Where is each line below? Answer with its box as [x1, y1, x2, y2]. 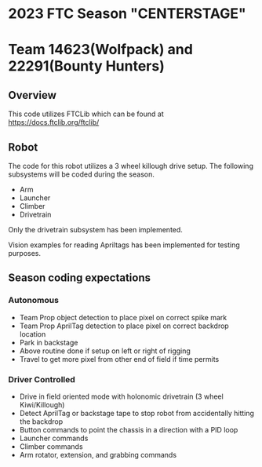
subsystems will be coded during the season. [8, 170, 155, 179]
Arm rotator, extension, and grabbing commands [19, 450, 177, 459]
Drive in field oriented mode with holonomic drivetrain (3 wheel [19, 392, 224, 401]
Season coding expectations [8, 272, 151, 285]
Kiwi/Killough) [19, 400, 65, 409]
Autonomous [8, 295, 59, 306]
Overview [8, 88, 57, 102]
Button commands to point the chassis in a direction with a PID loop [19, 425, 238, 434]
